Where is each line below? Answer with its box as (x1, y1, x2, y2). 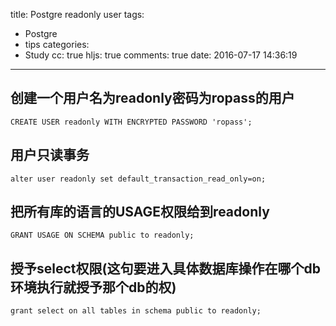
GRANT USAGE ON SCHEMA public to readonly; (10, 230, 195, 241)
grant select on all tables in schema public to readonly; (10, 306, 262, 316)
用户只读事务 (10, 147, 90, 164)
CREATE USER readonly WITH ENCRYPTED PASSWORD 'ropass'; (10, 117, 253, 127)
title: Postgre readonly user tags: (10, 9, 145, 20)
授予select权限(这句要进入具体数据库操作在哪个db (10, 260, 321, 277)
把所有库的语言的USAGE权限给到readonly (10, 204, 270, 221)
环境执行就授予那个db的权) (10, 279, 177, 296)
